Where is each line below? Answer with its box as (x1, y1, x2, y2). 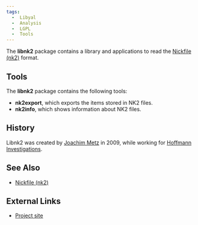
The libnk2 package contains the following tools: (6, 87, 128, 94)
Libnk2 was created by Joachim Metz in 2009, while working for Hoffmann (6, 139, 192, 146)
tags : (6, 8, 20, 15)
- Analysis (11, 20, 42, 26)
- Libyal (11, 14, 36, 20)
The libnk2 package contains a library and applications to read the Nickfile (6, 48, 191, 55)
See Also (6, 163, 40, 173)
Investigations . (6, 145, 43, 152)
